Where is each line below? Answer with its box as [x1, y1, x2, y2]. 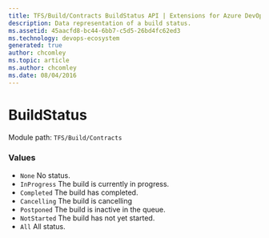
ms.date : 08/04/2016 [8, 71, 78, 79]
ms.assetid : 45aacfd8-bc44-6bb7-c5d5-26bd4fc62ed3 [8, 26, 181, 34]
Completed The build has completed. [19, 188, 139, 197]
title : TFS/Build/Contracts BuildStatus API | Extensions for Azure [8, 11, 242, 20]
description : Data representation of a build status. [8, 19, 192, 27]
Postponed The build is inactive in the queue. [19, 204, 166, 214]
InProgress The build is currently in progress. [19, 179, 170, 188]
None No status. [19, 170, 70, 180]
